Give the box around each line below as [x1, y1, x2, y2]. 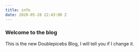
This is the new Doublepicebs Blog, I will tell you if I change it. [5, 40, 134, 46]
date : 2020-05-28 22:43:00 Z [5, 12, 67, 17]
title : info [5, 7, 30, 13]
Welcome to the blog [5, 29, 57, 36]
